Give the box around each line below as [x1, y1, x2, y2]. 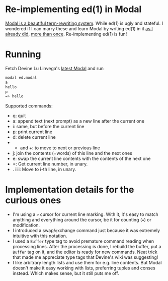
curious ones [5, 195, 61, 206]
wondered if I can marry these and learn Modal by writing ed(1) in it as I [5, 25, 153, 31]
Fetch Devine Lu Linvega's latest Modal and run [5, 65, 104, 71]
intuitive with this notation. [12, 233, 67, 239]
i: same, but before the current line [12, 124, 85, 130]
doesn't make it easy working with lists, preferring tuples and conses [12, 265, 156, 271]
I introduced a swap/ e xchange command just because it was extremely [12, 228, 160, 234]
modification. [12, 222, 40, 228]
